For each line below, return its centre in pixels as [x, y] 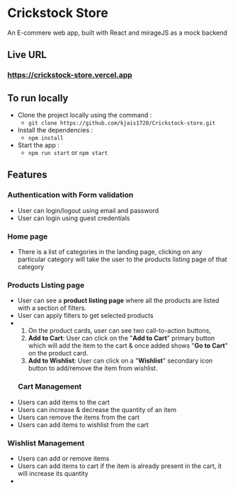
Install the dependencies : [55, 130]
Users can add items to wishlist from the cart [83, 425]
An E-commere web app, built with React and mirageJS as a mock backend [117, 33]
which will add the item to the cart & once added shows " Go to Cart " [128, 346]
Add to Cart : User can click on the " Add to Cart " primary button [121, 338]
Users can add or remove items [63, 458]
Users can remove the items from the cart [79, 417]
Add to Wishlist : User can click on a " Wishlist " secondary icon [120, 361]
